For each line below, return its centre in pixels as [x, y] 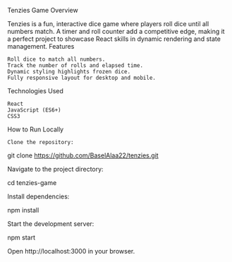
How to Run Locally [36, 129]
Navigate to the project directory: [55, 169]
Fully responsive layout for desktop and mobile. [82, 78]
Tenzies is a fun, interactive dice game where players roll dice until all [108, 24]
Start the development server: [51, 224]
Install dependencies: [38, 196]
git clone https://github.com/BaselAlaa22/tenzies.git [83, 155]
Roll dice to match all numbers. [56, 59]
